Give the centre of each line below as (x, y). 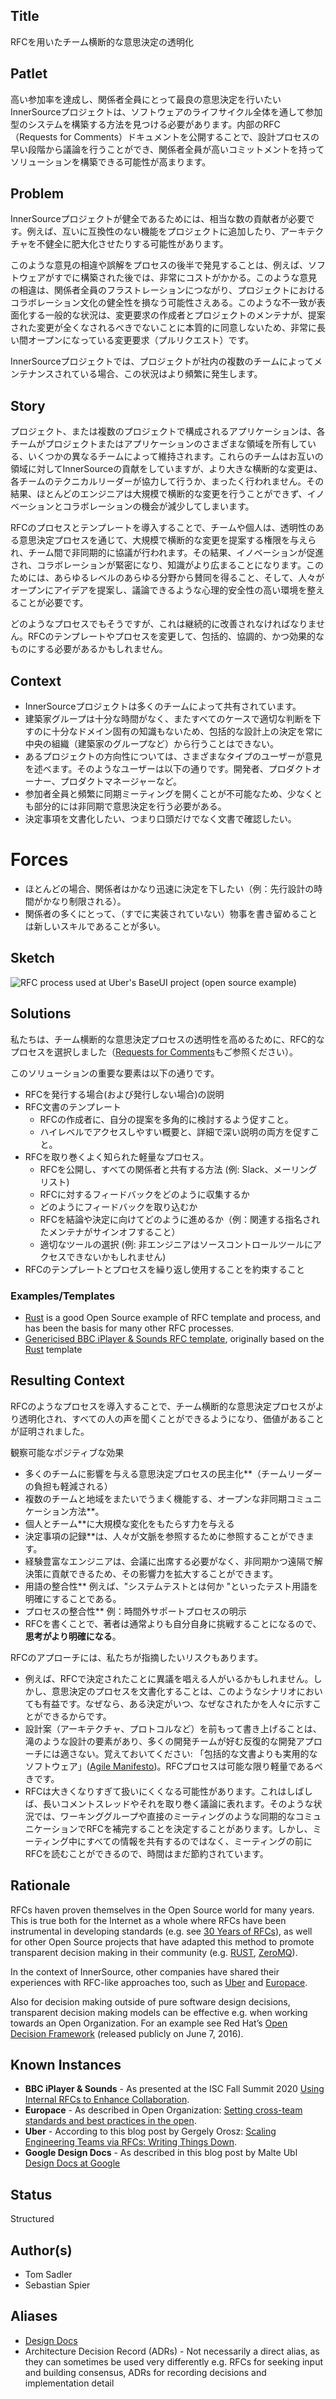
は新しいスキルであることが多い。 (95, 926)
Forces (39, 860)
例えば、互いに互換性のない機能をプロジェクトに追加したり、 (154, 231)
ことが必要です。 (53, 603)
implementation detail (69, 2383)
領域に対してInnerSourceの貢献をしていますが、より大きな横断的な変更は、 (166, 469)
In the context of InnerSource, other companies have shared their (145, 1971)
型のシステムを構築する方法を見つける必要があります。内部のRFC (145, 124)
